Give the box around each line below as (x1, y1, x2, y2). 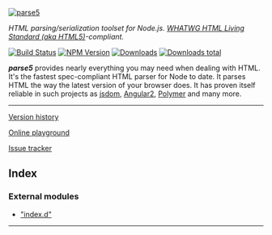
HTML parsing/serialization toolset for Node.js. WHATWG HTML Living (8, 23, 245, 32)
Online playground (8, 128, 70, 137)
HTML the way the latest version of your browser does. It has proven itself (8, 81, 257, 90)
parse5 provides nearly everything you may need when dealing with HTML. (8, 63, 261, 73)
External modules (8, 191, 79, 202)
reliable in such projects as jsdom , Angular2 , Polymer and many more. (8, 89, 242, 99)
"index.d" (19, 209, 53, 219)
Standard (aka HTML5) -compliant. (8, 32, 124, 41)
